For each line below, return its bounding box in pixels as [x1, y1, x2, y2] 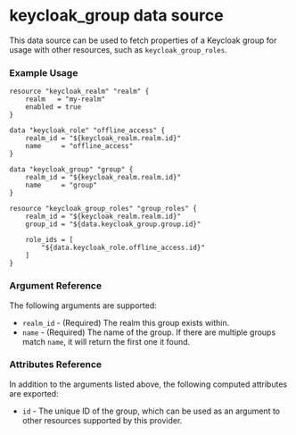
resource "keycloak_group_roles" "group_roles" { [9, 205, 198, 213]
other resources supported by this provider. [21, 414, 183, 425]
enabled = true [25, 103, 82, 112]
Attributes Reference [9, 358, 103, 371]
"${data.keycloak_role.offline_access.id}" [41, 243, 205, 253]
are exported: [9, 388, 60, 398]
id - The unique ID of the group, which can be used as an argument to [21, 406, 281, 416]
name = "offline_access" [25, 142, 134, 151]
